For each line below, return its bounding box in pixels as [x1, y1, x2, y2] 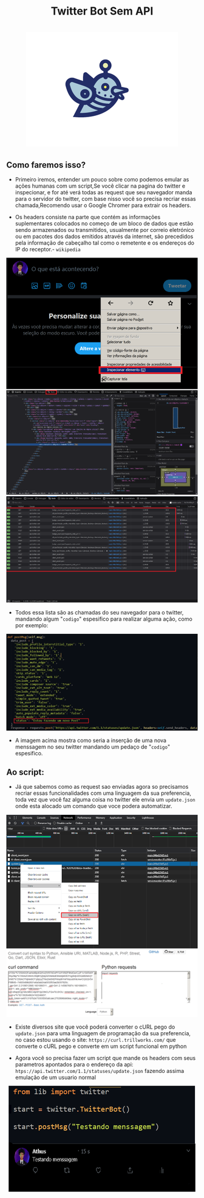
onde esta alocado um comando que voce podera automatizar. [15, 803, 172, 810]
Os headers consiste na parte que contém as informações [15, 214, 161, 221]
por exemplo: [15, 622, 49, 629]
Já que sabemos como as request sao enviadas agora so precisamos [15, 783, 189, 791]
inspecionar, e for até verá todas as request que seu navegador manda [15, 189, 192, 196]
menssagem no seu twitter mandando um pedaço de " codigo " [15, 743, 171, 750]
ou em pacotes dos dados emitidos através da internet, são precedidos [15, 233, 194, 240]
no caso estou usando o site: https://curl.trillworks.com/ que [15, 1036, 176, 1043]
